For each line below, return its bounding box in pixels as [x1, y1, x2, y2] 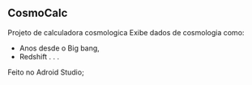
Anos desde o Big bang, [19, 43, 100, 53]
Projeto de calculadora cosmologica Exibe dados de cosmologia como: [7, 27, 245, 37]
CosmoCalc [7, 6, 68, 20]
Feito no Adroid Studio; [7, 67, 84, 77]
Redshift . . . [19, 51, 60, 61]
